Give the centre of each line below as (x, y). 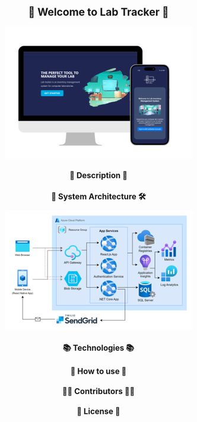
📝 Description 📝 (99, 175)
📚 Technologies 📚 (99, 348)
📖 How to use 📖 (99, 371)
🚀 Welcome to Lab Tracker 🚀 (99, 12)
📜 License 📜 (99, 412)
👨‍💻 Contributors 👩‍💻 (99, 391)
